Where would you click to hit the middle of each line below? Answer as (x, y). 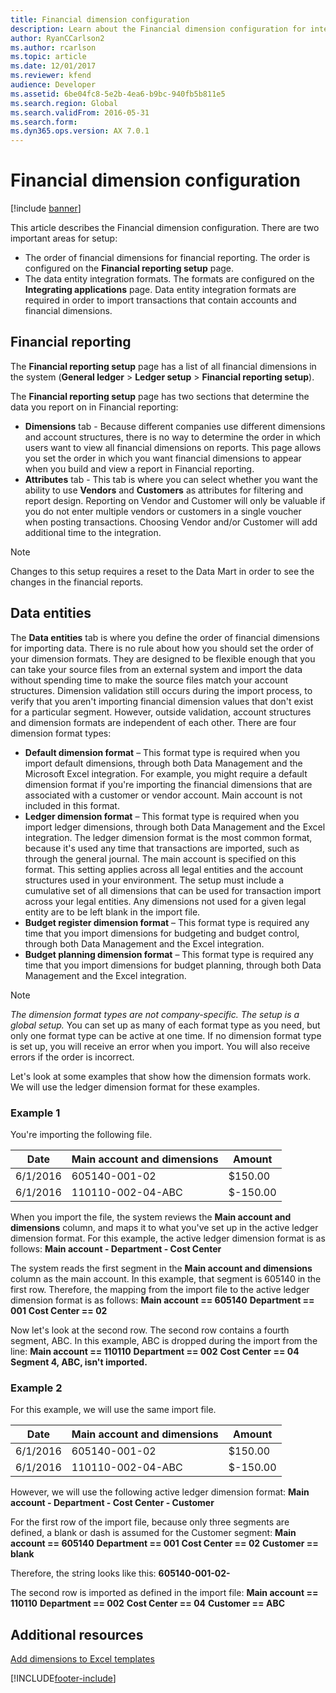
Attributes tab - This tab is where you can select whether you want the (171, 479)
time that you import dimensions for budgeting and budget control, (162, 933)
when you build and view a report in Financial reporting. (139, 468)
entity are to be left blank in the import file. (112, 912)
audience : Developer (53, 85)
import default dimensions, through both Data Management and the (163, 763)
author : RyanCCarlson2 (57, 38)
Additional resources (77, 1634)
